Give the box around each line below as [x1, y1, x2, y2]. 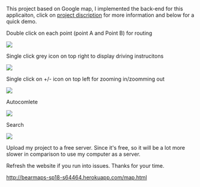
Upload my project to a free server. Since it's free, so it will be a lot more [6, 144, 186, 151]
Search [6, 121, 24, 128]
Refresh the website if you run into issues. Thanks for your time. [6, 162, 165, 169]
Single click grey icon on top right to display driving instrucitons [6, 52, 164, 60]
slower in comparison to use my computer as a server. [6, 150, 141, 158]
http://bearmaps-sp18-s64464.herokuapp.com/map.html [6, 174, 147, 181]
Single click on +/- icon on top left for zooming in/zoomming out [6, 75, 165, 82]
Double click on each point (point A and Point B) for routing [6, 29, 153, 37]
